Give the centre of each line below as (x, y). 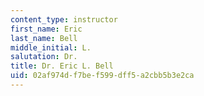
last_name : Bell (44, 38)
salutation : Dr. (44, 57)
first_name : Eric (46, 29)
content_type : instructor (64, 19)
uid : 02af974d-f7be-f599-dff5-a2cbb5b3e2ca (102, 76)
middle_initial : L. (51, 47)
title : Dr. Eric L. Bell (62, 66)
